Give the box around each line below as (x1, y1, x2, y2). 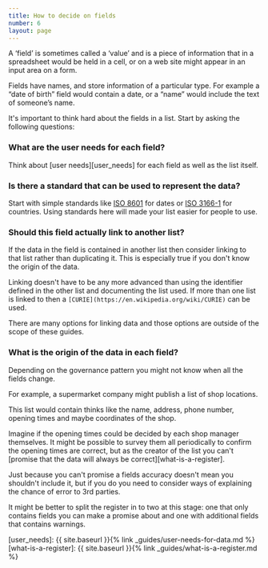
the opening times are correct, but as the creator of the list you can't (8, 446, 234, 455)
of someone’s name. (8, 98, 75, 108)
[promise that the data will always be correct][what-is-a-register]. (8, 454, 226, 464)
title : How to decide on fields (8, 11, 116, 20)
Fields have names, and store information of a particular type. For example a (8, 81, 260, 90)
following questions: (8, 122, 75, 132)
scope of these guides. (8, 327, 84, 337)
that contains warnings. (8, 519, 86, 529)
